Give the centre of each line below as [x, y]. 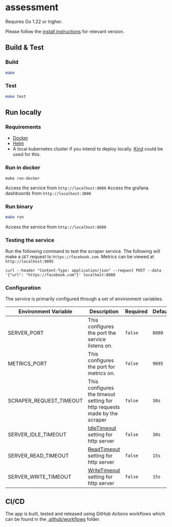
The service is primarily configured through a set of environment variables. [84, 299]
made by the [103, 413]
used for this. [27, 155]
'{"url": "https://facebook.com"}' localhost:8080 [60, 275]
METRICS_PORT [27, 364]
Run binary [19, 206]
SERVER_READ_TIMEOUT [38, 456]
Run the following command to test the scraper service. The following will [83, 251]
